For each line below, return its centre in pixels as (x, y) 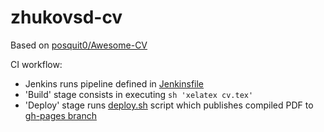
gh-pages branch (60, 115)
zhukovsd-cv (66, 17)
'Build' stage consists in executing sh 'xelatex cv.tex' (139, 94)
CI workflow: (36, 64)
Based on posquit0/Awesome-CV (79, 45)
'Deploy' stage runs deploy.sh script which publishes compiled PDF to (169, 105)
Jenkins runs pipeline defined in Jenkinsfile (114, 83)
